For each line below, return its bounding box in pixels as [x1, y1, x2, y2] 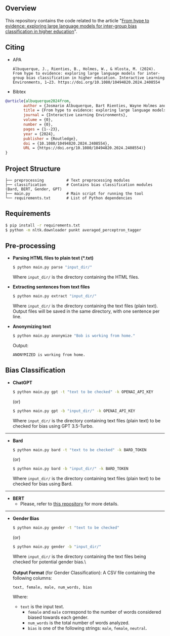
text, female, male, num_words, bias [12, 585, 93, 590]
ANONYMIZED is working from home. [12, 352, 86, 357]
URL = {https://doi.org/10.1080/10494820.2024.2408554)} [23, 146, 146, 151]
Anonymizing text [12, 323, 52, 329]
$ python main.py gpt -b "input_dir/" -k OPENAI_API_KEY [12, 408, 136, 413]
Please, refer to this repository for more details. [20, 501, 119, 507]
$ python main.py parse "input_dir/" [12, 265, 93, 270]
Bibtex [12, 88, 26, 94]
